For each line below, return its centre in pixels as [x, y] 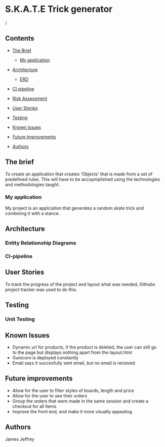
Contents [20, 38]
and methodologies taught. [33, 184]
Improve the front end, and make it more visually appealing [72, 411]
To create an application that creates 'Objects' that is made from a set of [79, 174]
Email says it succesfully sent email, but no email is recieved [74, 363]
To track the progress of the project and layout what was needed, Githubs [80, 284]
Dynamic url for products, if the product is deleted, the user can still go [84, 347]
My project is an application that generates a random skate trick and [75, 208]
